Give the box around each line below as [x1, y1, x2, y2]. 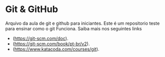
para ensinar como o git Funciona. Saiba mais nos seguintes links [5, 25, 142, 31]
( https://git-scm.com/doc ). [12, 35, 69, 41]
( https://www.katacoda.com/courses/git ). [12, 46, 100, 52]
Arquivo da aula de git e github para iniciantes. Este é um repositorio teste [5, 20, 160, 26]
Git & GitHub [5, 4, 58, 15]
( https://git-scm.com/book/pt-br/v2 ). [12, 40, 90, 46]
